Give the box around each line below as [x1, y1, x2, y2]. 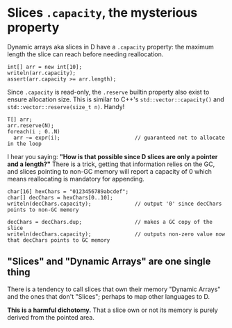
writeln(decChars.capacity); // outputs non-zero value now [7, 231, 226, 238]
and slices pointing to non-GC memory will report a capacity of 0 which [7, 167, 212, 175]
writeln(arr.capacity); [7, 69, 76, 76]
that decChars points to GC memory [7, 236, 110, 244]
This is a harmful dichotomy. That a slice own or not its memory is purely [7, 306, 218, 314]
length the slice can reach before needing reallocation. [7, 50, 164, 58]
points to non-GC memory [7, 206, 79, 213]
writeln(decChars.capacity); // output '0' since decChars [7, 200, 222, 207]
